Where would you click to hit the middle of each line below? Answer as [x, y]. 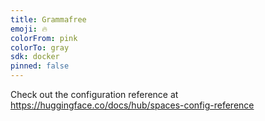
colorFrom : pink [44, 38]
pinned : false [40, 66]
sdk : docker [35, 57]
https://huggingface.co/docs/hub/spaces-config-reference [132, 105]
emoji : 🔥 [29, 29]
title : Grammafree [48, 19]
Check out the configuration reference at [94, 94]
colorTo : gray [40, 47]
